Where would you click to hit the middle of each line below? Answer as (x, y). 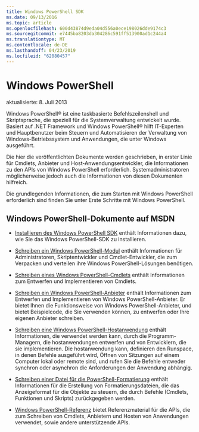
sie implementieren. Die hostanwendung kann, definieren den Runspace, (104, 349)
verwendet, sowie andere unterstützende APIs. (72, 422)
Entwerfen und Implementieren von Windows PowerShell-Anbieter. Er (100, 299)
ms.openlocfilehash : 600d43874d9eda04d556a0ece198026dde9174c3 (86, 28)
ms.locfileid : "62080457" (38, 56)
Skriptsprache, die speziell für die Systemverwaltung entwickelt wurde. (94, 120)
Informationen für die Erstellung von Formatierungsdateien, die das (97, 386)
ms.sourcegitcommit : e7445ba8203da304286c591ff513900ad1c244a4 (86, 34)
